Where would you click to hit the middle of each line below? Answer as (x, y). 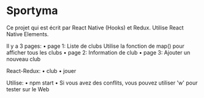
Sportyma (32, 11)
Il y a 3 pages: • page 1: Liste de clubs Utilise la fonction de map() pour (96, 46)
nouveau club (24, 59)
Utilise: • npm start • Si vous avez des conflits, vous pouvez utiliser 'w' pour (102, 83)
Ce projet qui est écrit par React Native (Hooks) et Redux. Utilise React (95, 28)
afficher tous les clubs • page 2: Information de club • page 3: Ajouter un (98, 52)
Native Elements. (27, 34)
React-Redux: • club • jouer (41, 70)
